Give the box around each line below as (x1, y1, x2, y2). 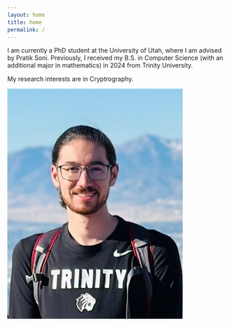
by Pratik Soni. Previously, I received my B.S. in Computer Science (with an (7, 53, 224, 63)
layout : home (7, 11, 46, 18)
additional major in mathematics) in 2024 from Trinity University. (7, 61, 194, 70)
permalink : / (7, 26, 46, 33)
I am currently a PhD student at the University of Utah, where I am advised (7, 46, 222, 55)
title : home (7, 18, 42, 26)
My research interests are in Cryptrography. (7, 74, 134, 84)
